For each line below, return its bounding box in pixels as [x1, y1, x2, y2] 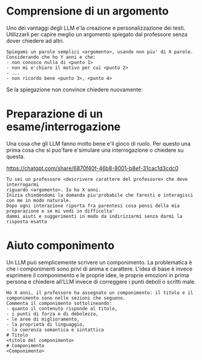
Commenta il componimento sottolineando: [6, 300, 112, 306]
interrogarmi [6, 182, 39, 188]
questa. [6, 152, 25, 160]
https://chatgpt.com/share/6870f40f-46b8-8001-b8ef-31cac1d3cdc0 [6, 165, 179, 172]
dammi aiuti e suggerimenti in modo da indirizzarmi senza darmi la [6, 213, 183, 219]
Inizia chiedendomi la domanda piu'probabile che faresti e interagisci [6, 192, 194, 198]
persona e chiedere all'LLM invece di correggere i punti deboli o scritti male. [6, 278, 197, 285]
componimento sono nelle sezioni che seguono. [6, 295, 126, 301]
